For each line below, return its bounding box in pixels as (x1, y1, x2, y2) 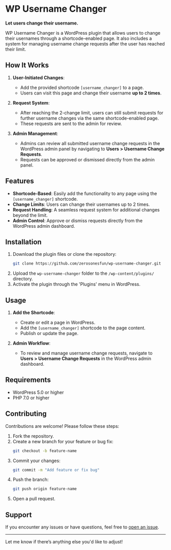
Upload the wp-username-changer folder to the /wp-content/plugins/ (12, 270, 154, 276)
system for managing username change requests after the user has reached (5, 40, 165, 46)
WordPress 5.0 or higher (12, 389, 64, 395)
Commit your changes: (12, 458, 61, 464)
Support (5, 510, 32, 519)
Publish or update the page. (20, 330, 79, 337)
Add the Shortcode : (12, 309, 55, 316)
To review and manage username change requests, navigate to (20, 350, 153, 356)
